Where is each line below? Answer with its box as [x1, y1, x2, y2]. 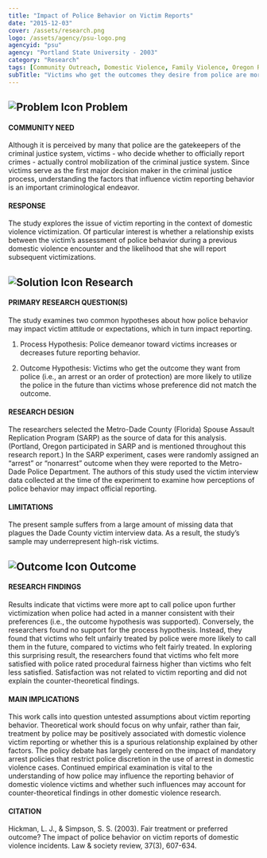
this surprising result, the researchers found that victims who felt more [8, 651, 239, 660]
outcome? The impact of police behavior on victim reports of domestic [8, 833, 239, 842]
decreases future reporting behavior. [19, 348, 141, 358]
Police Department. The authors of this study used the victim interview [27, 467, 259, 476]
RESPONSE [8, 201, 46, 210]
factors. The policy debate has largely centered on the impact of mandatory [8, 746, 257, 755]
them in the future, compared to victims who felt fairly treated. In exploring [8, 642, 253, 652]
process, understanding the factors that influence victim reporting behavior [8, 174, 255, 184]
